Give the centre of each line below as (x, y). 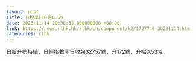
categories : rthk (28, 34)
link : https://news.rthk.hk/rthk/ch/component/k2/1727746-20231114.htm (98, 28)
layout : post (23, 12)
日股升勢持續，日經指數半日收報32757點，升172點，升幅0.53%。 (87, 52)
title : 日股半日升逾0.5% (35, 17)
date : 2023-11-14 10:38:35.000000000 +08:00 (63, 23)
